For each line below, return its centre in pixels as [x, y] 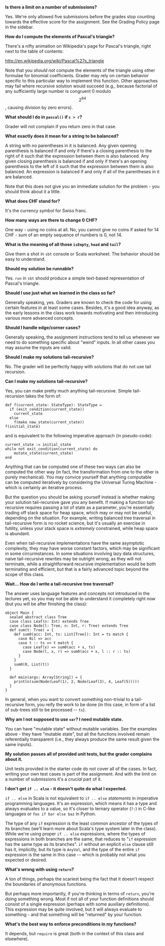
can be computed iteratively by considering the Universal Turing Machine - [81, 482]
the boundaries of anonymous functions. [46, 884]
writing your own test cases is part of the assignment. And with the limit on [81, 774]
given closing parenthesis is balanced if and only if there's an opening [76, 161]
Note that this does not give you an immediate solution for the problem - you [82, 186]
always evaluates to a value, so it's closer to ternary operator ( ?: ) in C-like [80, 808]
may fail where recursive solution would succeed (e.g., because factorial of [81, 86]
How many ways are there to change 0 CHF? [51, 220]
